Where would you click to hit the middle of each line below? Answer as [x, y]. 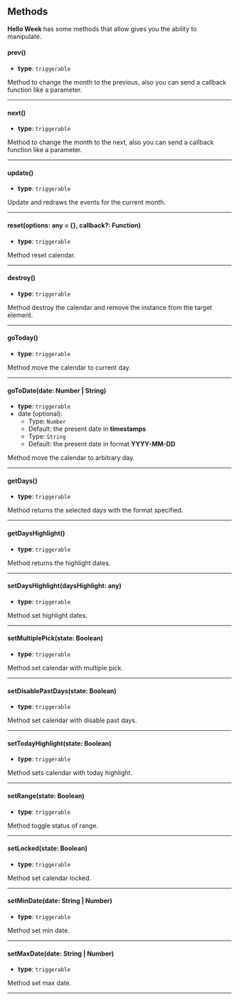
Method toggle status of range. [53, 825]
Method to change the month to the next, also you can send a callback [111, 142]
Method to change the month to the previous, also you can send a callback [117, 82]
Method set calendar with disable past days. [72, 720]
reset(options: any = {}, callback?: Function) [74, 225]
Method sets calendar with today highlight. [70, 773]
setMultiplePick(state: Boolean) [55, 638]
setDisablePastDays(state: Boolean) [62, 691]
